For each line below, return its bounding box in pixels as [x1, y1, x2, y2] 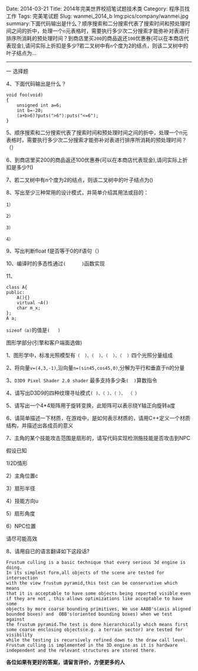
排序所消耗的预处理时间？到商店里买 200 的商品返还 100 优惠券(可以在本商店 [6, 35, 184, 41]
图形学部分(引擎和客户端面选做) [6, 339, 82, 346]
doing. [6, 564, 22, 570]
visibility [6, 632, 33, 638]
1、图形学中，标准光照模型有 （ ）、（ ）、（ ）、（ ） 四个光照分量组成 [6, 351, 173, 359]
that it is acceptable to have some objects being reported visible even [6, 591, 192, 596]
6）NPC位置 [6, 522, 37, 530]
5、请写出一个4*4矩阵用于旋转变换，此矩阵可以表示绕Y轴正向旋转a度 [6, 402, 176, 409]
